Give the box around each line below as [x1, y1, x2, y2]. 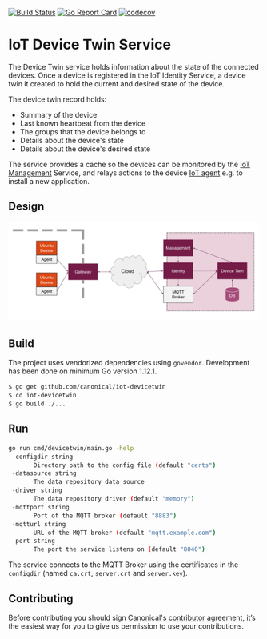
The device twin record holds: [8, 94, 107, 104]
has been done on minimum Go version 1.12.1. [8, 366, 157, 376]
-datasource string [11, 469, 78, 477]
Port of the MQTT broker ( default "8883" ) [33, 512, 177, 520]
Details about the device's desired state [19, 144, 151, 154]
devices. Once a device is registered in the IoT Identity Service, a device [8, 70, 246, 80]
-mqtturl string [11, 520, 66, 528]
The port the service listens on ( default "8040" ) [33, 545, 205, 553]
